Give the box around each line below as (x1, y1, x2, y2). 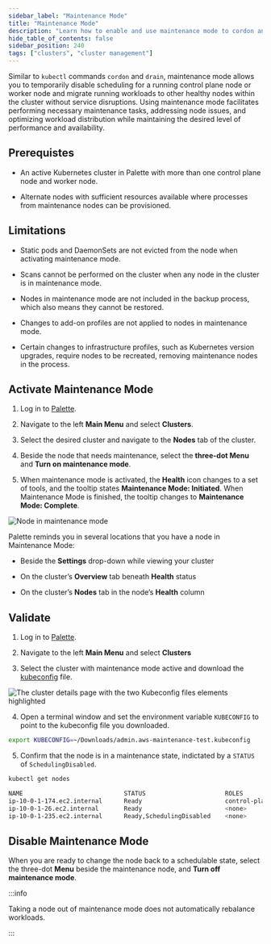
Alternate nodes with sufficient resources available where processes (19, 191, 248, 202)
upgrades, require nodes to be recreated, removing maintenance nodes (19, 350, 258, 360)
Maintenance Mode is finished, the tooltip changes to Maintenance (19, 492, 244, 502)
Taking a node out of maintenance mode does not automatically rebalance (8, 904, 256, 914)
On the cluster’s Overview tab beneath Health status (19, 572, 197, 582)
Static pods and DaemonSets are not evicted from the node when (19, 245, 238, 255)
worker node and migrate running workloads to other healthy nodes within (8, 89, 256, 98)
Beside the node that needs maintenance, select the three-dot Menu (19, 451, 250, 461)
